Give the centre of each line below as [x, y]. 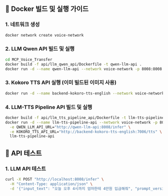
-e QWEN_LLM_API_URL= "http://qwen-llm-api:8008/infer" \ [70, 127]
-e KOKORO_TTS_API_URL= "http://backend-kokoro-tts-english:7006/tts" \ [86, 131]
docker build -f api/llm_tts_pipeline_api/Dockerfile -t [66, 117]
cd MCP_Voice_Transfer [29, 59]
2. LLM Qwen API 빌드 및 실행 [40, 49]
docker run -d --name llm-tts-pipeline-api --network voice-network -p [81, 122]
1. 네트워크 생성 [22, 24]
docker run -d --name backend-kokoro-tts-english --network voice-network [85, 93]
